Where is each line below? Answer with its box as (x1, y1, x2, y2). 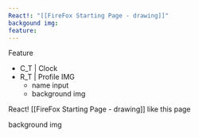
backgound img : (8, 19, 59, 27)
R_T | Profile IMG (19, 72, 76, 82)
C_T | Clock (19, 64, 58, 73)
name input (31, 80, 69, 90)
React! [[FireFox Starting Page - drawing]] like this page (8, 104, 191, 114)
